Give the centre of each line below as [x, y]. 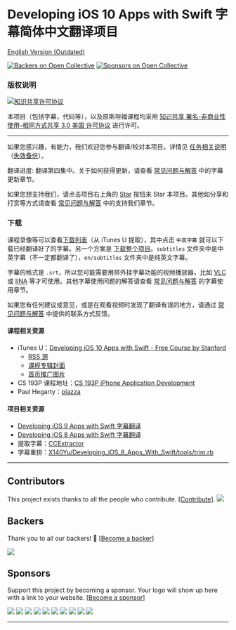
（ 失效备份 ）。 [27, 156]
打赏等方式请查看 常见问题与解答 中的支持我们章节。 [83, 203]
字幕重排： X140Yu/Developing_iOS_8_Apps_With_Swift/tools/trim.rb [116, 452]
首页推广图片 [46, 374]
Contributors [36, 481]
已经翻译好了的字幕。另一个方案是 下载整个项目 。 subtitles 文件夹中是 [115, 248]
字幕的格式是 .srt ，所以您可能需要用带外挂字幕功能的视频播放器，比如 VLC [117, 272]
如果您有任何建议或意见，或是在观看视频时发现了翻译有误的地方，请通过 [112, 304]
